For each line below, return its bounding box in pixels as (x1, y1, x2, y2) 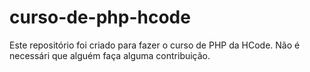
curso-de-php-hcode (9, 6, 191, 29)
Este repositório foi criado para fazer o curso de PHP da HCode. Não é (9, 39, 301, 51)
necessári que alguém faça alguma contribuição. (9, 49, 211, 61)
